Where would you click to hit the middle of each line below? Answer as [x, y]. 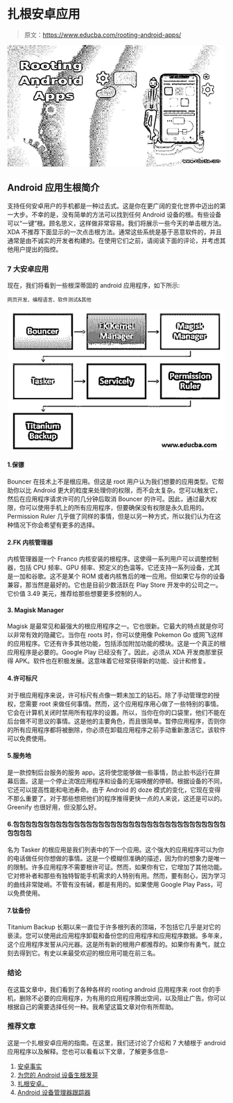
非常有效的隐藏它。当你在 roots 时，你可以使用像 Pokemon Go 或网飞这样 [118, 635]
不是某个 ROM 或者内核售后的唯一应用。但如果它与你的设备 [140, 577]
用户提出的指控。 [37, 249]
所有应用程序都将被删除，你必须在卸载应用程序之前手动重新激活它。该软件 [119, 729]
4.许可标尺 [23, 679]
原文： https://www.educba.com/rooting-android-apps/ [103, 35]
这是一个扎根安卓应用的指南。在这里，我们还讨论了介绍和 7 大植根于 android [116, 1043]
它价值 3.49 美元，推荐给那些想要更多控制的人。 [76, 594]
